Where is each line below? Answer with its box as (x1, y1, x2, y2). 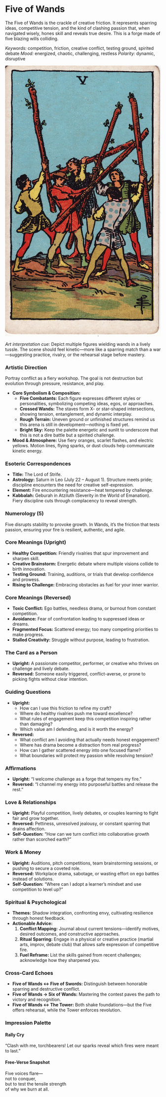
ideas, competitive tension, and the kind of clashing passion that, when (5, 25, 150, 31)
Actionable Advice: (12, 920, 53, 926)
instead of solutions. (12, 876, 54, 882)
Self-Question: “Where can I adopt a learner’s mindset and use (12, 881, 142, 887)
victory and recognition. (12, 997, 61, 1002)
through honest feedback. (12, 915, 66, 921)
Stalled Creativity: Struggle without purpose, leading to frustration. (12, 637, 150, 643)
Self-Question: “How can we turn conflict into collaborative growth (12, 831, 150, 837)
